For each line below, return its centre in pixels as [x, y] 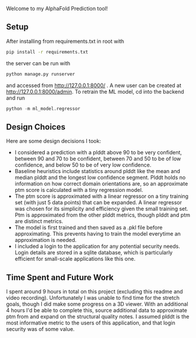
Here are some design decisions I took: [54, 141]
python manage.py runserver [41, 74]
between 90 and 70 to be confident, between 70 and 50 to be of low [98, 159]
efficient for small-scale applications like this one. [75, 259]
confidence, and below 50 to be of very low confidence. [83, 165]
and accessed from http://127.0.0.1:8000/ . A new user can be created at [94, 85]
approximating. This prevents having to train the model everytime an [98, 234]
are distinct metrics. [39, 221]
